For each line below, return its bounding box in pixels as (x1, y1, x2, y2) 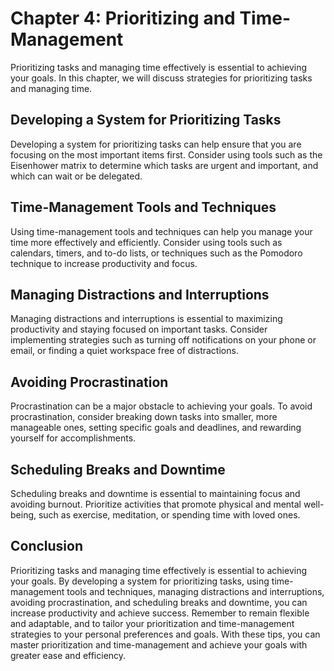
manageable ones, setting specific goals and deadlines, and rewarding (10, 422, 302, 434)
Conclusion (10, 538, 84, 555)
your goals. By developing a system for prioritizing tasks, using (10, 575, 270, 587)
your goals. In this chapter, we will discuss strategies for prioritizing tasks (10, 72, 313, 84)
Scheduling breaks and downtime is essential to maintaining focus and (10, 488, 301, 499)
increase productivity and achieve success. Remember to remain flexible (10, 607, 310, 619)
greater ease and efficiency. (10, 649, 127, 661)
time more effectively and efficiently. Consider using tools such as (10, 236, 283, 248)
